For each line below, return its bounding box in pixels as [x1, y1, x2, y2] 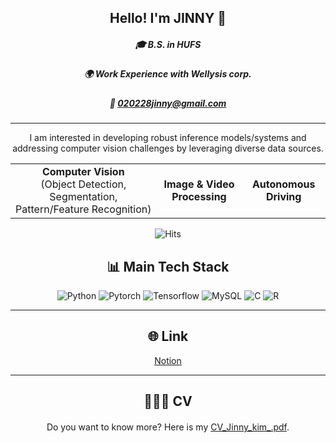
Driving [265, 190, 302, 204]
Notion [154, 354, 182, 366]
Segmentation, [49, 190, 118, 204]
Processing [171, 190, 227, 204]
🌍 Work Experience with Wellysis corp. [84, 68, 252, 80]
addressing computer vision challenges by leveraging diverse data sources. [12, 142, 324, 155]
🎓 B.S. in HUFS [134, 38, 202, 50]
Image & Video [163, 177, 235, 191]
